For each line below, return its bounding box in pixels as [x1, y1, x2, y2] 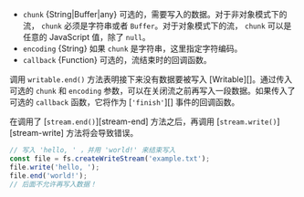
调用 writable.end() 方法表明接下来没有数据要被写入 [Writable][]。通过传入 [9, 74, 293, 85]
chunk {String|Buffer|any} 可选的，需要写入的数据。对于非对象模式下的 [22, 9, 288, 19]
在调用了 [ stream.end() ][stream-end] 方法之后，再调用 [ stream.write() [9, 116, 278, 127]
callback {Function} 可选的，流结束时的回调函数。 [22, 55, 212, 65]
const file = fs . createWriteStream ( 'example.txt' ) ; [9, 154, 210, 163]
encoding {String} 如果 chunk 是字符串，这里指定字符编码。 [22, 43, 243, 54]
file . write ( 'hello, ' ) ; [9, 162, 100, 171]
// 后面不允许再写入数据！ [9, 180, 98, 189]
